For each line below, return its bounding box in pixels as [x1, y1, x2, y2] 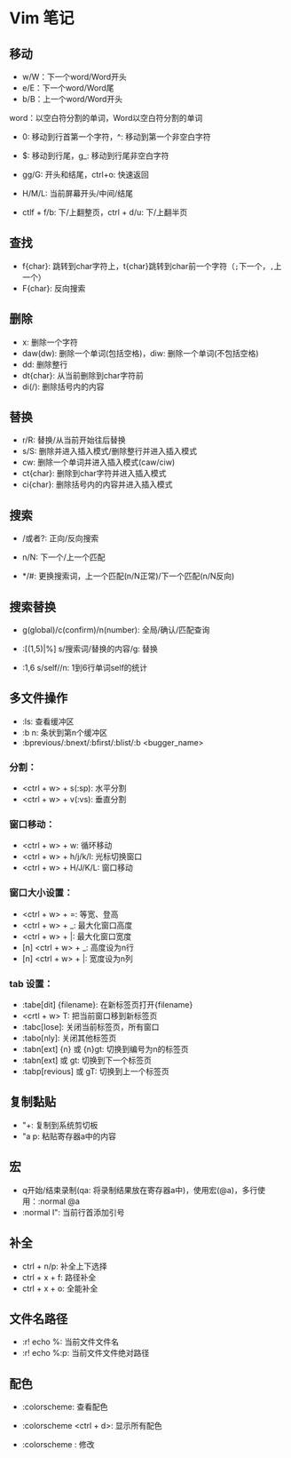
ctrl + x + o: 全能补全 [21, 1283, 98, 1294]
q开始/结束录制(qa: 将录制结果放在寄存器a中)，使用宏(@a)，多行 [21, 1184, 258, 1195]
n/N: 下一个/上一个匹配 [21, 552, 106, 562]
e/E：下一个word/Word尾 [21, 83, 114, 93]
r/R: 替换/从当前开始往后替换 [21, 434, 126, 445]
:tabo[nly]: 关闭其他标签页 [21, 1032, 117, 1044]
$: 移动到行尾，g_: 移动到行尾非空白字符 [21, 150, 169, 161]
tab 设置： [9, 977, 53, 990]
